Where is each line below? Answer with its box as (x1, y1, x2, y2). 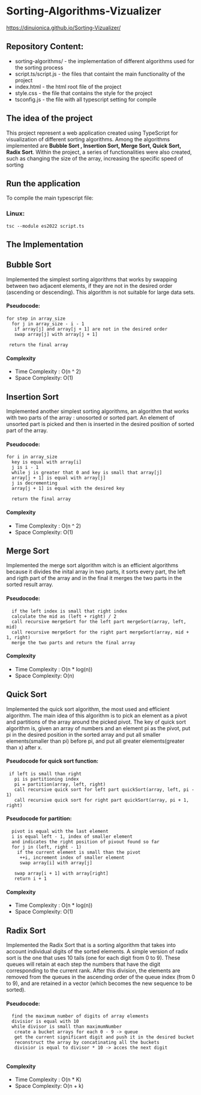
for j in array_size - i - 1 (11, 321, 85, 327)
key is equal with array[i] (11, 459, 82, 465)
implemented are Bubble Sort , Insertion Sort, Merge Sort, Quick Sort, (6, 142, 181, 149)
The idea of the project (6, 113, 93, 124)
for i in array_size (6, 454, 58, 460)
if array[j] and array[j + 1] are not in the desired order (14, 326, 168, 332)
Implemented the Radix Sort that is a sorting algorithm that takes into (6, 941, 176, 948)
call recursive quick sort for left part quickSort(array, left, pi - (14, 786, 195, 793)
